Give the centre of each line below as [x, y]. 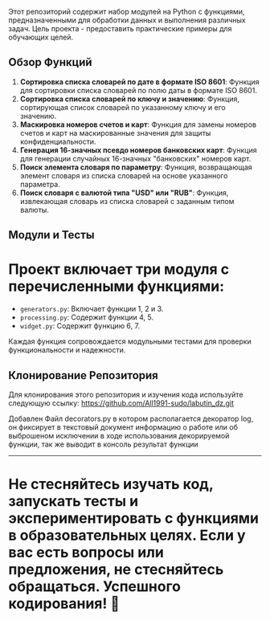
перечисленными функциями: [117, 286]
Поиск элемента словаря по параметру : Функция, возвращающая [136, 167]
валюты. [35, 210]
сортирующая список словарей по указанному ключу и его [123, 107]
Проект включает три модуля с [119, 269]
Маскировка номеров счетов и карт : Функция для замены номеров [138, 124]
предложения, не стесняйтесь [116, 570]
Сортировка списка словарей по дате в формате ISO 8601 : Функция [139, 82]
